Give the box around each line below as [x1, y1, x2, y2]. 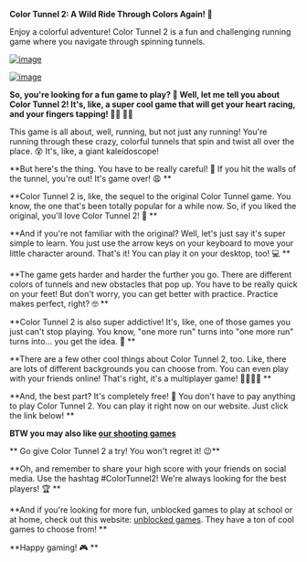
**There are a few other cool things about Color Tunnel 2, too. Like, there [9, 354, 287, 365]
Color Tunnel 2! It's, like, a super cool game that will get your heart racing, [9, 99, 296, 110]
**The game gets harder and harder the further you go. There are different [9, 270, 292, 280]
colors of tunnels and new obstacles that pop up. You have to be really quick [9, 279, 298, 290]
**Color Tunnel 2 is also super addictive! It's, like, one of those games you [9, 316, 291, 327]
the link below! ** [9, 410, 75, 420]
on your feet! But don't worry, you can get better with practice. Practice [9, 289, 279, 299]
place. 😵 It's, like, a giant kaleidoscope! [9, 146, 160, 156]
